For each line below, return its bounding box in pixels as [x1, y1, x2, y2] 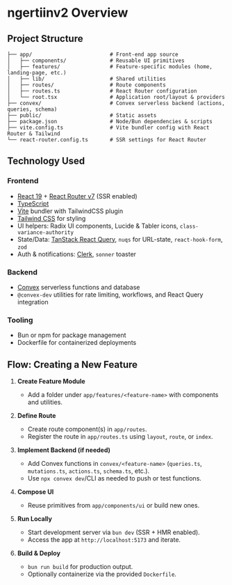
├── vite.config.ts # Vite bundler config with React [7, 124, 210, 131]
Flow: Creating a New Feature [7, 359, 138, 370]
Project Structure [7, 33, 83, 45]
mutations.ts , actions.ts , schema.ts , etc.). [27, 467, 150, 475]
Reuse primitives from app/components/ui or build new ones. [27, 501, 200, 510]
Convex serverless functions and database [17, 283, 140, 291]
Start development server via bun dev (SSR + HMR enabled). [27, 528, 200, 537]
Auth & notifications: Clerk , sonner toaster [17, 249, 137, 258]
